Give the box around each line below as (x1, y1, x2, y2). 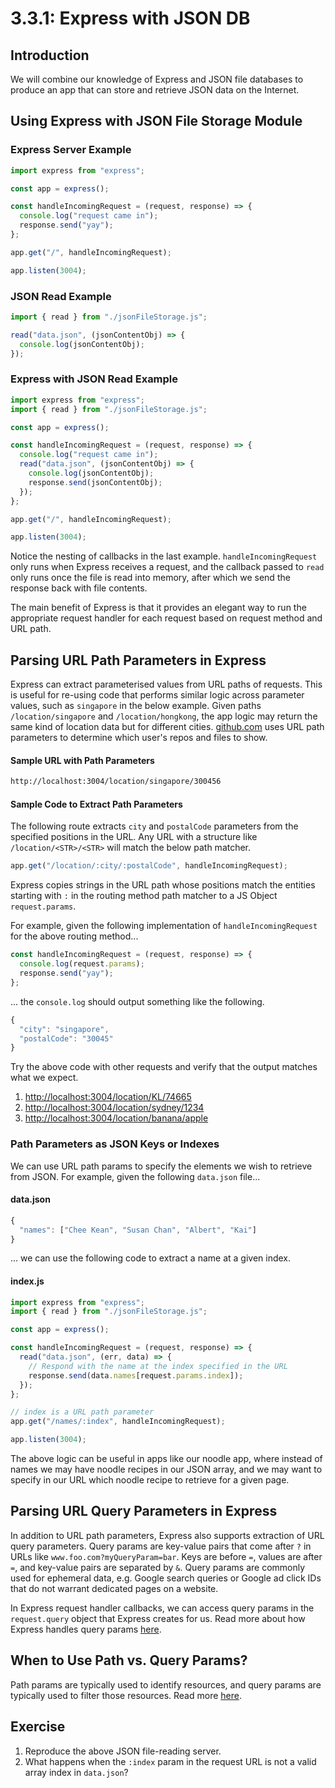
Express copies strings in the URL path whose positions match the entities (10, 879, 316, 891)
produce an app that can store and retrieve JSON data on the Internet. (10, 84, 300, 96)
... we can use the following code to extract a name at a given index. (10, 1252, 292, 1264)
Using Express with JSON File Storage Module (10, 113, 303, 130)
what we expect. (10, 1072, 79, 1084)
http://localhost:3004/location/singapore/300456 (10, 777, 222, 787)
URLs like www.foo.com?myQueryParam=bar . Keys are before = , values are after (10, 1550, 323, 1562)
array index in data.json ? (24, 1766, 129, 1778)
